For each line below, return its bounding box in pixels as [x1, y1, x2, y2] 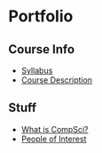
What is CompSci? [20, 124, 89, 134]
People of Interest [20, 133, 87, 144]
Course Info [8, 42, 75, 57]
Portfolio [8, 6, 74, 27]
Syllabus [20, 65, 53, 76]
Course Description [20, 75, 93, 85]
